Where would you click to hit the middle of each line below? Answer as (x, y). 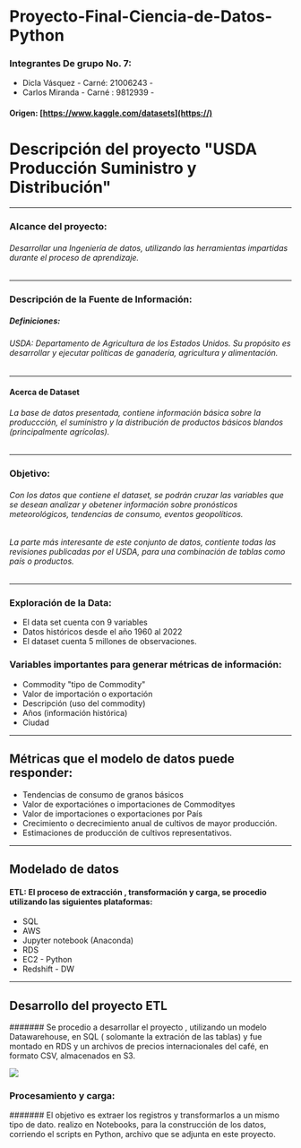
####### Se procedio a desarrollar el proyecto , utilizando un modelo (138, 1027)
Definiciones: (35, 321)
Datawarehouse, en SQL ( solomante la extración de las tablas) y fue (136, 1036)
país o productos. (42, 561)
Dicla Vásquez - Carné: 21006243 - (88, 83)
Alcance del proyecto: (58, 226)
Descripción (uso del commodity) (84, 703)
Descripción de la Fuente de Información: (101, 299)
